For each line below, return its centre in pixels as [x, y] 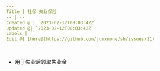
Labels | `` [21, 34]
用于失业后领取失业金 [41, 62]
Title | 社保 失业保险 [31, 12]
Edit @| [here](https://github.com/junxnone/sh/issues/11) [81, 39]
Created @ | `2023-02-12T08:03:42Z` [51, 22]
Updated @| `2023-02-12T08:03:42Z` [50, 28]
